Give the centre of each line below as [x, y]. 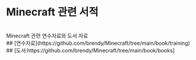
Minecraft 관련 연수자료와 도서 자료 [47, 35]
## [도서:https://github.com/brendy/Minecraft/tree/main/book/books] [91, 50]
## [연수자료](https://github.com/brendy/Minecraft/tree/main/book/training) [98, 43]
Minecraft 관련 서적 [53, 12]
